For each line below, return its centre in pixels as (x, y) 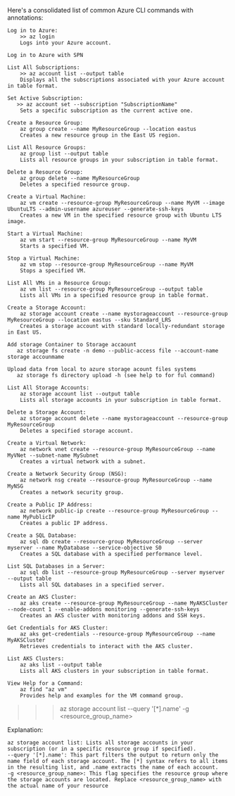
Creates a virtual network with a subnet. (83, 462)
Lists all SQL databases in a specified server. (93, 585)
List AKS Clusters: (36, 659)
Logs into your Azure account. (66, 43)
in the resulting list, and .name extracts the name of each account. (113, 767)
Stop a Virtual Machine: (44, 258)
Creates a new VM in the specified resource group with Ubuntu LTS (121, 215)
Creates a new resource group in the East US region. (100, 135)
